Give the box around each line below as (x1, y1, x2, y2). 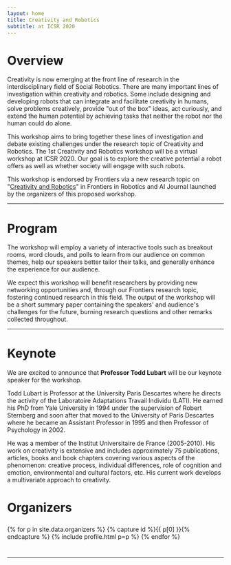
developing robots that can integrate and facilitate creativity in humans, (7, 97, 209, 105)
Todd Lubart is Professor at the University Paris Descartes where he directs (7, 389, 221, 398)
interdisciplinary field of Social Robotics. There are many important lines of (7, 83, 219, 91)
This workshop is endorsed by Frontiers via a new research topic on (7, 175, 200, 183)
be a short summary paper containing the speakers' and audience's (7, 300, 199, 309)
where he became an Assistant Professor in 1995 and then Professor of (7, 418, 209, 427)
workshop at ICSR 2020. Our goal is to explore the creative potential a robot (7, 154, 222, 163)
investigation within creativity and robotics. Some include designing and (7, 90, 211, 99)
